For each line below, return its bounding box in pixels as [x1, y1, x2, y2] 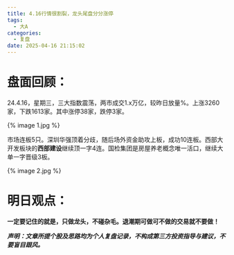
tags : [7, 17, 23, 24]
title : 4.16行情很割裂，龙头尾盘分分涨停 [7, 10, 114, 17]
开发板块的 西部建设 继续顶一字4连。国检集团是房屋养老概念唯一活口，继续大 [7, 143, 224, 152]
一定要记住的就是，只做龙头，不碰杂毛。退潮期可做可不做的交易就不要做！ [7, 217, 219, 225]
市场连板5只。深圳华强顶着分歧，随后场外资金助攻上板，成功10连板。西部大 [7, 135, 224, 143]
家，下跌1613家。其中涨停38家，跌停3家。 [7, 107, 128, 115]
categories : [7, 29, 42, 37]
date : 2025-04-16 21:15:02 [7, 42, 85, 49]
